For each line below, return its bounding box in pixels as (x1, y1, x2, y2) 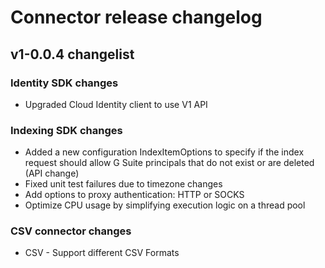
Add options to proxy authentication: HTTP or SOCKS (24, 189, 245, 201)
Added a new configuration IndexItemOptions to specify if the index (24, 146, 305, 158)
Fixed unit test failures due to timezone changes (24, 178, 223, 190)
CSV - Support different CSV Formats (24, 247, 180, 259)
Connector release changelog (10, 6, 263, 29)
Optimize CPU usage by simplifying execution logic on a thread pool (24, 199, 306, 211)
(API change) (24, 167, 80, 180)
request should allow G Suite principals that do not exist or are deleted (24, 157, 315, 169)
